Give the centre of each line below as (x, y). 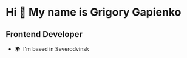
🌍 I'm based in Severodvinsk (52, 49)
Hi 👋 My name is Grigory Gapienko (93, 12)
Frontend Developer (44, 34)
